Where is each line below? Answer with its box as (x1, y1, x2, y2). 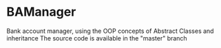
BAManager (6, 4, 76, 20)
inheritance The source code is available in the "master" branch (6, 34, 187, 42)
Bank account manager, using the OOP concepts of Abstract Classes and (6, 27, 214, 35)
